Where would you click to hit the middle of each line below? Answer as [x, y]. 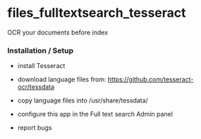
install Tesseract [41, 66]
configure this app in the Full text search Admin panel [95, 114]
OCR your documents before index [57, 32]
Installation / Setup [41, 51]
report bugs [35, 128]
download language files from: [62, 79]
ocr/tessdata [36, 87]
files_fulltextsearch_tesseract [97, 13]
